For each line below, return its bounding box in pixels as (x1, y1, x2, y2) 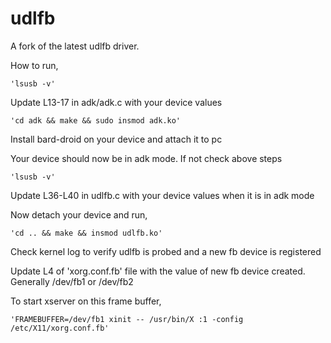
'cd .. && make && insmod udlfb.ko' (10, 228, 163, 238)
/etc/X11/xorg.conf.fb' (10, 323, 110, 333)
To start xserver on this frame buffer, (10, 295, 162, 307)
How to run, (10, 59, 59, 71)
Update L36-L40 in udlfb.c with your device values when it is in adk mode (10, 189, 315, 201)
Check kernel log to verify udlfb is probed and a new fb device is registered (10, 245, 322, 257)
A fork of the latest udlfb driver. (10, 40, 140, 52)
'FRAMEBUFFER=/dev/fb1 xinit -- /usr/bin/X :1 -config (10, 314, 244, 324)
